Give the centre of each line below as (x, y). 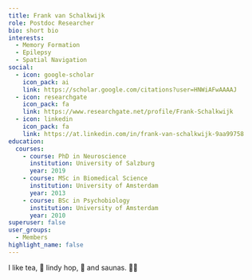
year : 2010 (47, 216)
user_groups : (30, 230)
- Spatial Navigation (51, 60)
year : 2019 (47, 171)
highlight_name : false (46, 245)
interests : (26, 38)
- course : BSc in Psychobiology (76, 200)
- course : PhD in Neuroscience (75, 156)
